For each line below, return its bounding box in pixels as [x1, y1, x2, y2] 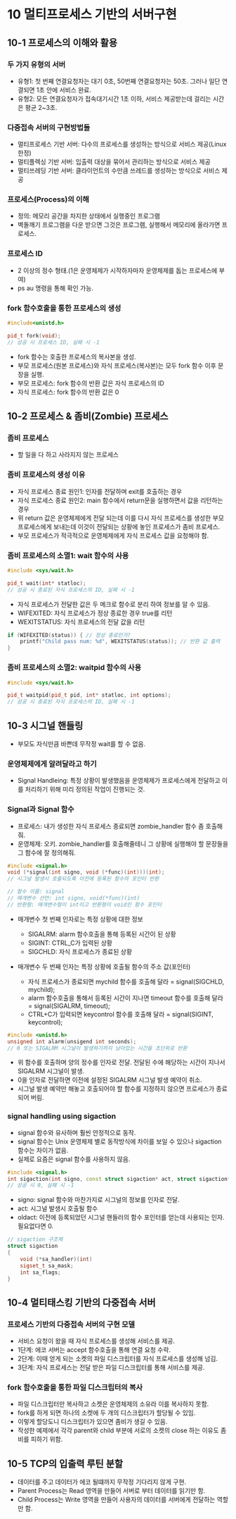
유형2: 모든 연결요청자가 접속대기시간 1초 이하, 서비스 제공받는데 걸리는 [17, 94, 211, 103]
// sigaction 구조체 [7, 1236, 63, 1244]
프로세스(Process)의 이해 [7, 194, 90, 204]
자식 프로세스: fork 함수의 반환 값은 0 [17, 387, 119, 396]
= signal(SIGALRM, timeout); [27, 1001, 110, 1010]
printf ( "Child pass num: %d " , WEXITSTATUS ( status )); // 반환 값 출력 [20, 638, 221, 645]
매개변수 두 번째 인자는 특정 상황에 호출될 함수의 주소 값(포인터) [17, 962, 191, 971]
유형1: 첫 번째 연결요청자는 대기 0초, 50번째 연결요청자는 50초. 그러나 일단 [17, 77, 221, 85]
